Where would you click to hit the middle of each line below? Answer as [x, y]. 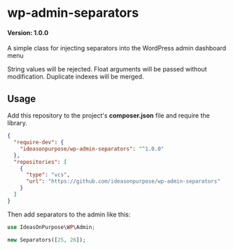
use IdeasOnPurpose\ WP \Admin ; [51, 227]
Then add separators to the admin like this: [69, 214]
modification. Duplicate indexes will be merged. [76, 77]
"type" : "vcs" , [48, 175]
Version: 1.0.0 [28, 32]
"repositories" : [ [41, 162]
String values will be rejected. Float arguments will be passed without [107, 69]
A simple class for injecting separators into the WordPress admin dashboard [117, 48]
